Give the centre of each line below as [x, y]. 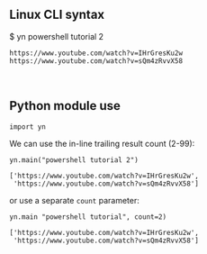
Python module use [65, 106]
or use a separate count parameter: [74, 200]
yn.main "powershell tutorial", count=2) [88, 217]
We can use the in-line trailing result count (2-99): [102, 143]
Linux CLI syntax [57, 15]
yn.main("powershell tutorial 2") [74, 160]
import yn [28, 127]
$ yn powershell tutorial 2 [57, 36]
